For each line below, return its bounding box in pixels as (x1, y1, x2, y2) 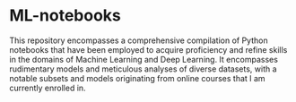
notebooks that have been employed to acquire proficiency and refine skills (9, 44, 288, 55)
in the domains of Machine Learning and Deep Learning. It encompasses (9, 54, 278, 64)
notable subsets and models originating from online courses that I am (9, 72, 266, 83)
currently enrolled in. (9, 82, 87, 93)
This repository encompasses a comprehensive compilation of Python (9, 35, 268, 46)
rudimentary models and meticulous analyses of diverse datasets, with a (9, 64, 277, 74)
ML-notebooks (9, 5, 121, 26)
